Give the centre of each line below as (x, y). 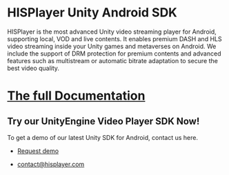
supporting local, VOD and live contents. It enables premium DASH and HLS (114, 38)
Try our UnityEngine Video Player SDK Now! (103, 121)
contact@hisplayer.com (51, 164)
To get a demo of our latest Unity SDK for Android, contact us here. (103, 137)
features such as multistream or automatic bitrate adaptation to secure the (113, 60)
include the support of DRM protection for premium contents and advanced (114, 54)
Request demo (38, 151)
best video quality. (33, 68)
